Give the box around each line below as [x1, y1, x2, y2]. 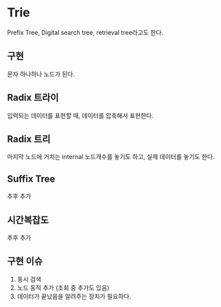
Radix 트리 [7, 133, 51, 145]
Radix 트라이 [7, 92, 59, 103]
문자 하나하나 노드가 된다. [7, 70, 75, 78]
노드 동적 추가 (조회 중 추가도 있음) [16, 283, 110, 292]
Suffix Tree [7, 173, 56, 184]
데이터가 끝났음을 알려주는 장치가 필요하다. [16, 292, 132, 300]
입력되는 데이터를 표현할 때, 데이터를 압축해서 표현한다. [7, 111, 154, 119]
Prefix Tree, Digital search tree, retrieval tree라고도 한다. [7, 28, 163, 36]
